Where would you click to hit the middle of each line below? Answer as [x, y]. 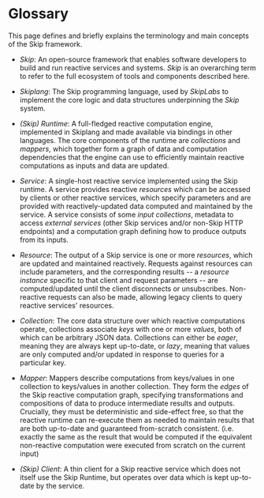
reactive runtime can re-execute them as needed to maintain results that [137, 420]
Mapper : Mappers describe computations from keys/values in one [127, 378]
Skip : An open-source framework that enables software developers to [133, 59]
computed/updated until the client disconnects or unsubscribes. [124, 289]
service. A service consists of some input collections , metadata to [126, 214]
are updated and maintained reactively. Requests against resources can [136, 263]
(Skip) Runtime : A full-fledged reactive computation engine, [116, 123]
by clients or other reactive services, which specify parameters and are [135, 198]
